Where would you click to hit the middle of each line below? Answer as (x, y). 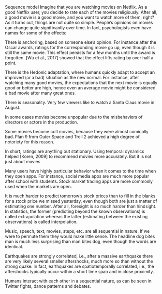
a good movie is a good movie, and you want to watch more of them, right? (80, 17)
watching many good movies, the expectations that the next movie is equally (81, 83)
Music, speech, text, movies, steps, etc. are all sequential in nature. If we (77, 231)
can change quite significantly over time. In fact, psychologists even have (78, 28)
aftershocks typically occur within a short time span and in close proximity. (80, 271)
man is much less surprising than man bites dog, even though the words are (81, 242)
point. (11, 63)
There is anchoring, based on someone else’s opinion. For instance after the (81, 42)
